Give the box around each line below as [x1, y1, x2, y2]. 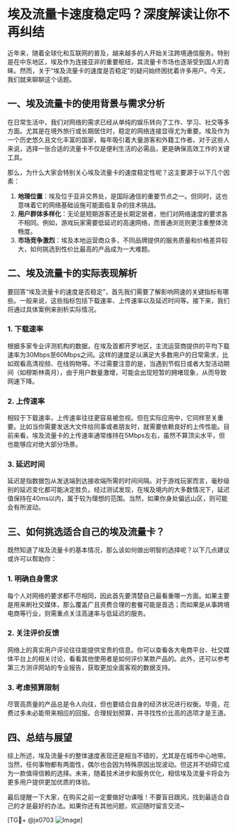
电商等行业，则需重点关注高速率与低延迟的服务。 [7, 609, 150, 617]
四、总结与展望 [7, 731, 73, 744]
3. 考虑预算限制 [7, 682, 60, 692]
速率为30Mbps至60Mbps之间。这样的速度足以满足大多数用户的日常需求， [7, 350, 223, 359]
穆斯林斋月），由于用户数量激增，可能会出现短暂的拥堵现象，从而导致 [25, 368, 227, 376]
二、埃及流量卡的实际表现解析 [7, 267, 138, 279]
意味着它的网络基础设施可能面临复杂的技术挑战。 [17, 200, 160, 209]
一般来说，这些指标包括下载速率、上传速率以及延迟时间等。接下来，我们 [19, 296, 230, 304]
